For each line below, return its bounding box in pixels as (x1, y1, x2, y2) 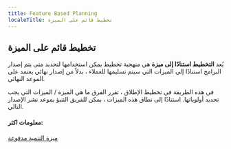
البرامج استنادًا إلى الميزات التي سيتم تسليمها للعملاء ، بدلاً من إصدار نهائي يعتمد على (8, 67, 222, 76)
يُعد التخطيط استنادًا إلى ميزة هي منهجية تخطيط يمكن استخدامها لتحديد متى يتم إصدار (8, 60, 224, 69)
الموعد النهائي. (8, 75, 45, 83)
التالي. (8, 102, 24, 111)
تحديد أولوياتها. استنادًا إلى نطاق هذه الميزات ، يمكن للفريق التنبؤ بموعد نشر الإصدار (8, 95, 219, 104)
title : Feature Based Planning (8, 10, 98, 17)
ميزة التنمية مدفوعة (8, 133, 58, 141)
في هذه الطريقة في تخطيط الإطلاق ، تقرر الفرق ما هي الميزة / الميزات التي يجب (8, 88, 214, 96)
